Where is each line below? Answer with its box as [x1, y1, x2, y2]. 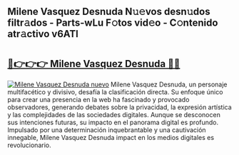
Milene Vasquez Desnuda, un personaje [110, 80, 228, 89]
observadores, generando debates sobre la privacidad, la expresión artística [7, 103, 232, 111]
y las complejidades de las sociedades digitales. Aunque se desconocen [7, 111, 221, 119]
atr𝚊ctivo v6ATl [7, 28, 78, 40]
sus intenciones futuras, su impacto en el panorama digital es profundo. [7, 118, 219, 126]
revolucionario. [7, 141, 51, 149]
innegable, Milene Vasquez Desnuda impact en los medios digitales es [7, 134, 215, 141]
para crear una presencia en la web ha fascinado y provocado [7, 96, 190, 104]
